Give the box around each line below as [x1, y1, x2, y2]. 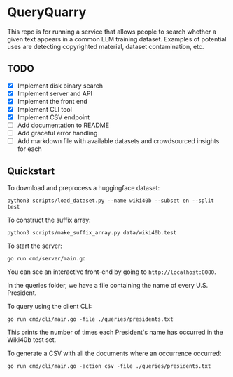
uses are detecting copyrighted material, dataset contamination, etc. [7, 42, 204, 51]
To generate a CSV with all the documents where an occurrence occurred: [7, 349, 222, 358]
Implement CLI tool [17, 105, 72, 113]
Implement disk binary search [17, 81, 104, 90]
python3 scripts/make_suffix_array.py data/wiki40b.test [7, 230, 177, 237]
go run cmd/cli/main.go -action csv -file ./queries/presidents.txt [7, 363, 211, 370]
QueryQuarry [7, 4, 87, 20]
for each [17, 145, 42, 153]
